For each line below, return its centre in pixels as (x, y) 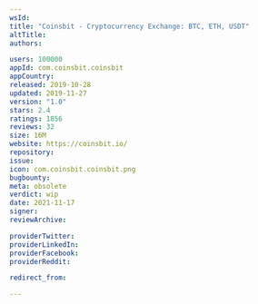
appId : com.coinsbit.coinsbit (67, 68)
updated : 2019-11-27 (49, 93)
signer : (24, 211)
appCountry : (32, 77)
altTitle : (28, 34)
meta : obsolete (38, 186)
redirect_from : (38, 278)
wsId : (20, 18)
